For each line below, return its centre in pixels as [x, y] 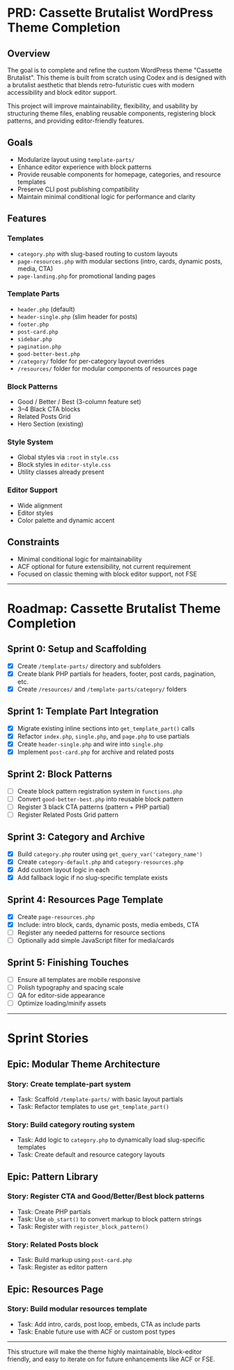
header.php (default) [46, 309]
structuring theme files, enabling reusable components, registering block [112, 113]
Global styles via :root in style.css [68, 457]
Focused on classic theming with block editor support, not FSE [107, 574]
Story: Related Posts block [53, 1244]
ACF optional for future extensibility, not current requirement [104, 566]
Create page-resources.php [56, 916]
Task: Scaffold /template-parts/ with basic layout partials [100, 1099]
